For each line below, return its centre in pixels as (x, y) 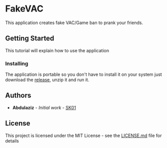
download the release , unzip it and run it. (47, 80)
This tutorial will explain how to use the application (57, 50)
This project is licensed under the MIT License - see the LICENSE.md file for (83, 135)
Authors (18, 96)
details (12, 140)
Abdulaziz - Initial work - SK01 (44, 107)
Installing (17, 63)
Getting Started (30, 38)
